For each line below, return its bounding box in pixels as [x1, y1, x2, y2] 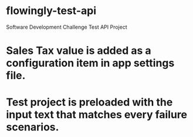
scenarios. [6, 121, 59, 134]
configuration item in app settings [6, 57, 175, 70]
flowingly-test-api [6, 4, 97, 18]
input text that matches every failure [6, 108, 188, 121]
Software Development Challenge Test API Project [6, 23, 127, 30]
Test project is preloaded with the [6, 95, 173, 109]
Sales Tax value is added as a [6, 44, 151, 57]
